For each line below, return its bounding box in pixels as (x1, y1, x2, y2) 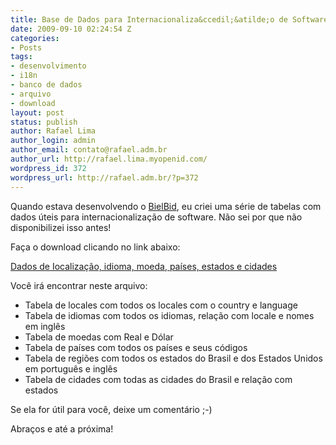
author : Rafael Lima (10, 126, 97, 136)
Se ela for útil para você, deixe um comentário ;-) (10, 403, 213, 415)
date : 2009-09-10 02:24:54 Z (10, 24, 132, 34)
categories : (10, 33, 60, 43)
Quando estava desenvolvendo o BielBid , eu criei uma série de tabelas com (10, 200, 322, 212)
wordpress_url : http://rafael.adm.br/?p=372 (10, 172, 199, 183)
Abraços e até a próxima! (10, 422, 114, 435)
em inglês (24, 320, 66, 332)
